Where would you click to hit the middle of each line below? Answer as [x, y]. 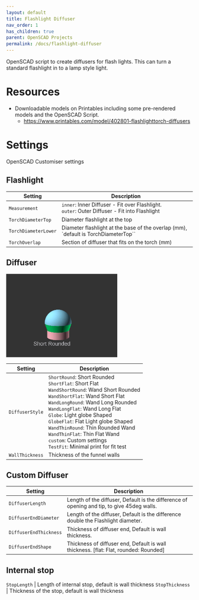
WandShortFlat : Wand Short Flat [86, 396]
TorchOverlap [25, 243]
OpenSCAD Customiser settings [45, 161]
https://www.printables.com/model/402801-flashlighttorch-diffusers [107, 121]
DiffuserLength [27, 503]
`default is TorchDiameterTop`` [99, 234]
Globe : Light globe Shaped [80, 415]
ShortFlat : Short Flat [73, 383]
